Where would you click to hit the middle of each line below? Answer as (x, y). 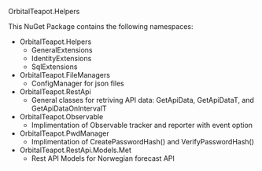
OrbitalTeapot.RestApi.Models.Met (76, 150)
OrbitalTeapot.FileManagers (65, 75)
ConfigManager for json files (77, 83)
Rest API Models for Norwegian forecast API (103, 158)
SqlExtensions (54, 67)
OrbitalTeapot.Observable (61, 116)
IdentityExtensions (61, 58)
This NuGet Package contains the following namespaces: (101, 26)
